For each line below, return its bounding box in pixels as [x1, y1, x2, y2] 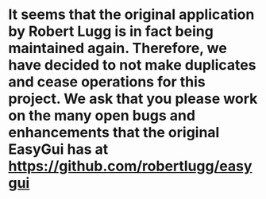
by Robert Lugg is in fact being [8, 22, 214, 40]
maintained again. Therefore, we [8, 40, 228, 57]
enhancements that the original [8, 124, 220, 142]
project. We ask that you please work [8, 90, 258, 108]
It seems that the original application [8, 6, 255, 24]
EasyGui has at [8, 140, 109, 159]
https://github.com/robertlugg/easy [8, 157, 253, 175]
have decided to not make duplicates [8, 56, 256, 75]
